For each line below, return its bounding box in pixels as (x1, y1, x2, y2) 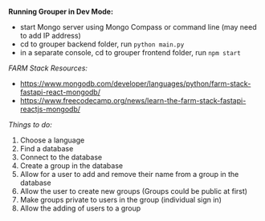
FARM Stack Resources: (8, 63, 88, 73)
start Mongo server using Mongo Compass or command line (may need (19, 22, 257, 31)
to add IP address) (19, 31, 82, 40)
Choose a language (19, 135, 85, 145)
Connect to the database (19, 152, 103, 162)
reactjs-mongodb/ (19, 104, 81, 114)
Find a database (19, 144, 74, 153)
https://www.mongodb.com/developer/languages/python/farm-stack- (19, 79, 251, 88)
